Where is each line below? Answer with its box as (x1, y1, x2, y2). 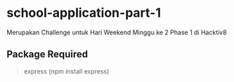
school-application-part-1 (6, 5, 161, 21)
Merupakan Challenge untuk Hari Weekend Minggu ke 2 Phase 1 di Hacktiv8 (6, 28, 227, 36)
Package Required (6, 48, 89, 60)
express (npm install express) (23, 67, 110, 75)
